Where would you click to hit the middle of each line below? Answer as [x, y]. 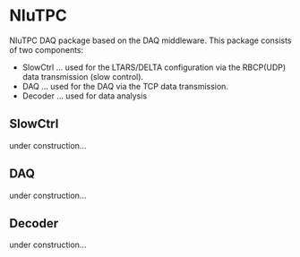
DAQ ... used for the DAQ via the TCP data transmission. [125, 86]
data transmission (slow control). [83, 76]
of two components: [47, 49]
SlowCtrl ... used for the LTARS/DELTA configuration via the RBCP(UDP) [154, 67]
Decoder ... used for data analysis [85, 96]
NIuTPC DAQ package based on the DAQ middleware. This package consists [150, 40]
